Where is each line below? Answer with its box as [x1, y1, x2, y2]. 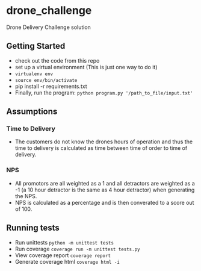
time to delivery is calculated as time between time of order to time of [14, 145, 188, 152]
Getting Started [6, 41, 66, 51]
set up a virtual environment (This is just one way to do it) [14, 63, 158, 70]
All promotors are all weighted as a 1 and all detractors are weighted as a [14, 179, 196, 187]
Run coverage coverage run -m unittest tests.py [14, 245, 140, 252]
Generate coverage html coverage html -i [14, 258, 120, 265]
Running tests [6, 223, 60, 233]
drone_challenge [6, 4, 92, 17]
